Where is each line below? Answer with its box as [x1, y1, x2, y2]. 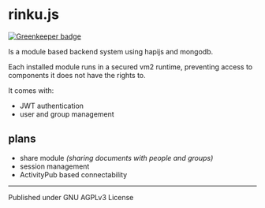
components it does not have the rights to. [8, 70, 146, 80]
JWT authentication [19, 101, 84, 110]
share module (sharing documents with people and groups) [19, 153, 214, 162]
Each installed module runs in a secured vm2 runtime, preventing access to [8, 61, 253, 72]
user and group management [19, 109, 114, 119]
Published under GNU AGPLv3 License [8, 192, 134, 202]
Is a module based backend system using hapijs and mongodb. [8, 46, 214, 56]
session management [19, 162, 90, 171]
